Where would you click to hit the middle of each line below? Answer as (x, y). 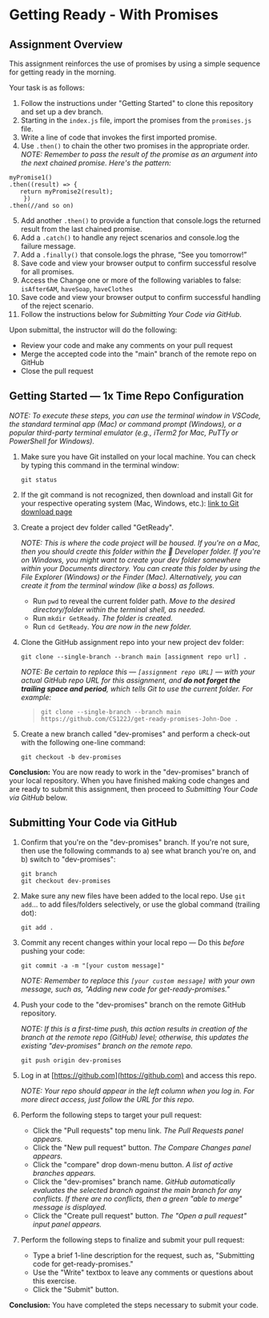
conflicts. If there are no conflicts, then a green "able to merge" (137, 1198)
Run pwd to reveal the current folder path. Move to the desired (134, 601)
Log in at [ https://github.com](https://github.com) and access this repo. (139, 1075)
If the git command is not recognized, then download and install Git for (137, 494)
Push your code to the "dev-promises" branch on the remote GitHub (133, 1004)
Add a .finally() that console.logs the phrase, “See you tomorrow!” (134, 255)
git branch (39, 874)
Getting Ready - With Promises (114, 15)
